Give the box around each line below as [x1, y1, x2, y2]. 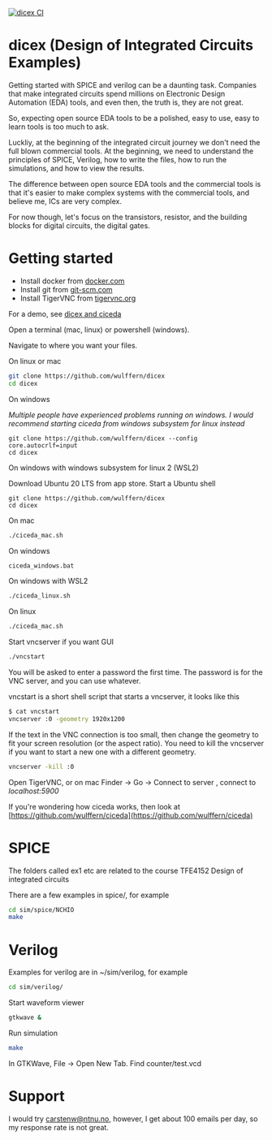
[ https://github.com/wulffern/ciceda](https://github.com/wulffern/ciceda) [8, 810, 253, 820]
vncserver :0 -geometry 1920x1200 [8, 715, 126, 723]
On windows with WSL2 [8, 576, 89, 586]
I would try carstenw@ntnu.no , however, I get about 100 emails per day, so [8, 1113, 258, 1124]
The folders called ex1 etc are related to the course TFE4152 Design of [8, 866, 244, 875]
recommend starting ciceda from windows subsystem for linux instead [8, 418, 245, 428]
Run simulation [8, 1028, 58, 1038]
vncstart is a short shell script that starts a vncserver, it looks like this [8, 692, 240, 702]
